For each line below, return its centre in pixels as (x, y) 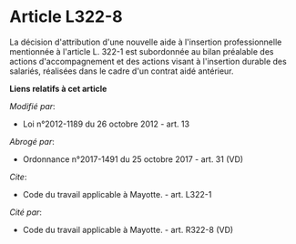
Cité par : (26, 212)
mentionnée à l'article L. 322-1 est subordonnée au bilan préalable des (142, 51)
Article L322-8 (66, 17)
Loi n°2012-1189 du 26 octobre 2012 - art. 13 (106, 124)
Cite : (18, 177)
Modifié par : (33, 106)
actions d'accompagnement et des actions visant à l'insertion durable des (148, 61)
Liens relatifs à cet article (58, 88)
